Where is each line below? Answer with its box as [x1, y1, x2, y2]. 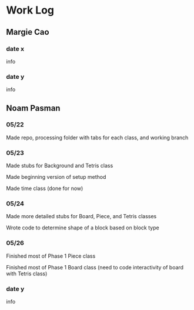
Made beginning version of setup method [6, 174, 106, 181]
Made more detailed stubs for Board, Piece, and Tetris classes [6, 213, 157, 220]
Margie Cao [6, 27, 49, 37]
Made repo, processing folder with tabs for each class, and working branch [6, 134, 189, 141]
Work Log [6, 4, 55, 17]
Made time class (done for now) [6, 185, 83, 192]
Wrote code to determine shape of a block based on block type [6, 224, 160, 231]
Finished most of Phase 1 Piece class [6, 252, 96, 259]
